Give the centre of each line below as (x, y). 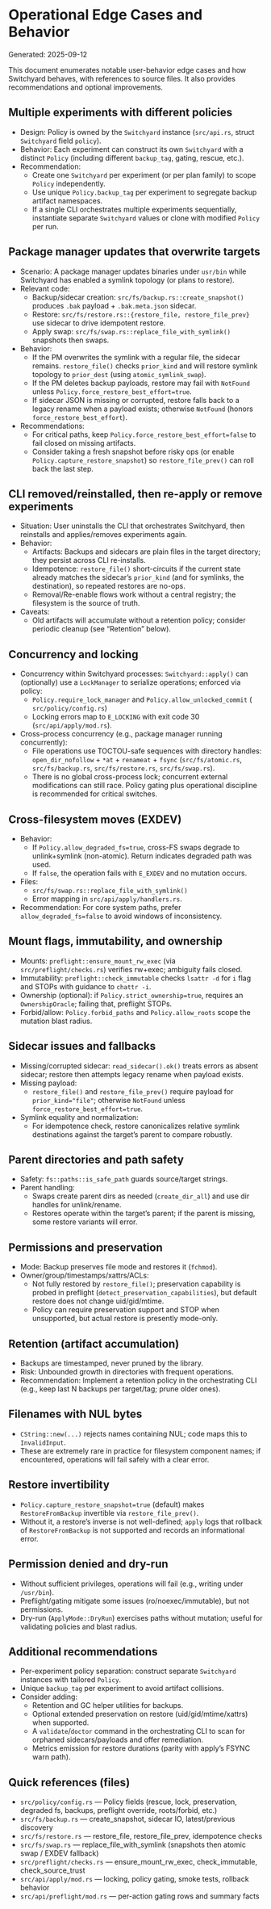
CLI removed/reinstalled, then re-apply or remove (135, 494)
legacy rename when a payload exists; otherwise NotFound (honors (143, 409)
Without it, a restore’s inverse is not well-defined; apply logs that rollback (141, 1521)
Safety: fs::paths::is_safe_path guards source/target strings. (124, 1179)
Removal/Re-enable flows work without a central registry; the (134, 594)
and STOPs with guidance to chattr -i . (85, 986)
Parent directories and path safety (96, 1160)
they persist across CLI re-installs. (89, 560)
